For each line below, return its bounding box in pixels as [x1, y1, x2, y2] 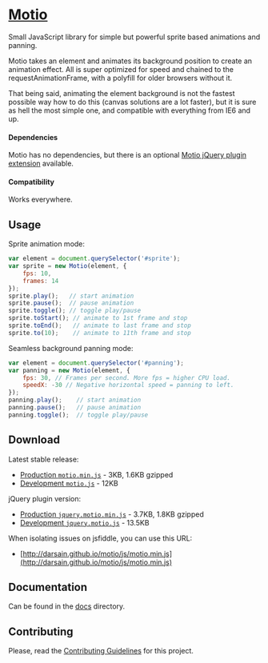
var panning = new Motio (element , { [8, 366, 130, 374]
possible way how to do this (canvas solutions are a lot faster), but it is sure [8, 97, 257, 106]
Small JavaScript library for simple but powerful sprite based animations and [8, 32, 261, 42]
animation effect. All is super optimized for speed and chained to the [8, 64, 234, 74]
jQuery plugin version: [8, 493, 82, 503]
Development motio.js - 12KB [19, 478, 118, 488]
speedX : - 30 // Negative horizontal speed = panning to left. [22, 381, 234, 389]
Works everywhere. [8, 194, 74, 205]
